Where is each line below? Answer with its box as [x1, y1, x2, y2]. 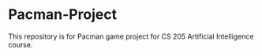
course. [8, 39, 33, 49]
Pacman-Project [8, 6, 117, 24]
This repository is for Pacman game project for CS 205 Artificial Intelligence [8, 32, 254, 41]
